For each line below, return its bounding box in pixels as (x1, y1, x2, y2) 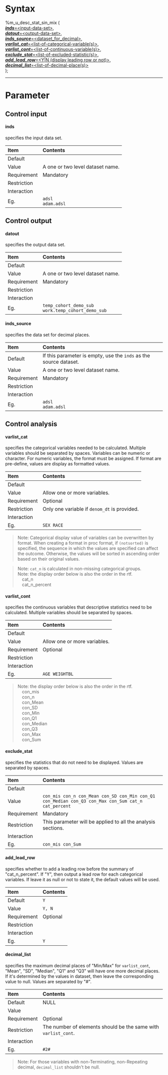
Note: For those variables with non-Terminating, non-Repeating (17, 1058, 148, 1064)
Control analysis (5, 419, 57, 428)
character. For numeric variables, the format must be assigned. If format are (5, 455, 161, 461)
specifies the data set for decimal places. (5, 332, 90, 338)
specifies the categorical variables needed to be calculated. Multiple (5, 445, 146, 451)
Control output (5, 216, 52, 225)
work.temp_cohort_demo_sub (42, 308, 107, 314)
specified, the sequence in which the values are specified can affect (17, 546, 158, 552)
